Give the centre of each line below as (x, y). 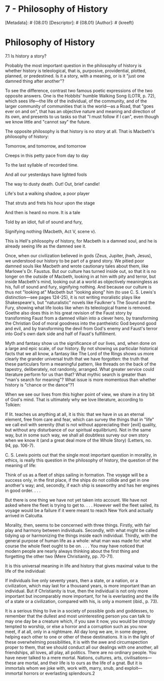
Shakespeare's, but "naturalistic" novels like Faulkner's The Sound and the (80, 302)
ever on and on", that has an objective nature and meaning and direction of (80, 111)
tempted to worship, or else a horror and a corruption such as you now (76, 626)
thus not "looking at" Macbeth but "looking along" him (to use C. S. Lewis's (81, 292)
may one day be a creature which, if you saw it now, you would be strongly (80, 621)
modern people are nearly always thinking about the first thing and (72, 551)
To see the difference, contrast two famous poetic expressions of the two (79, 90)
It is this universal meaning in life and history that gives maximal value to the (82, 566)
